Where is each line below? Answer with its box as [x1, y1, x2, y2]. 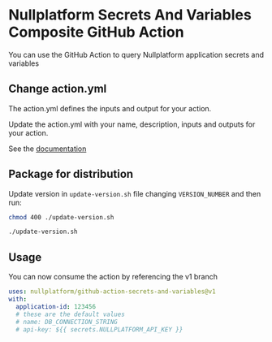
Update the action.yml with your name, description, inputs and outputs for [8, 119, 256, 129]
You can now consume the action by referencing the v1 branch [8, 272, 218, 282]
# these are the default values [15, 310, 126, 318]
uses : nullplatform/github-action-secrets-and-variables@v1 [8, 288, 217, 296]
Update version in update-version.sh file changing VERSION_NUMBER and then [8, 188, 261, 198]
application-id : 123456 [15, 302, 96, 310]
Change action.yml [8, 82, 107, 96]
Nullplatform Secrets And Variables [8, 6, 252, 24]
